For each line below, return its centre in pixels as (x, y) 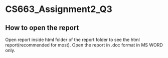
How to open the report (42, 28)
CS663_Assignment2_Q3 (59, 9)
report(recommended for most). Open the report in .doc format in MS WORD (84, 45)
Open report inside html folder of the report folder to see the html (72, 39)
